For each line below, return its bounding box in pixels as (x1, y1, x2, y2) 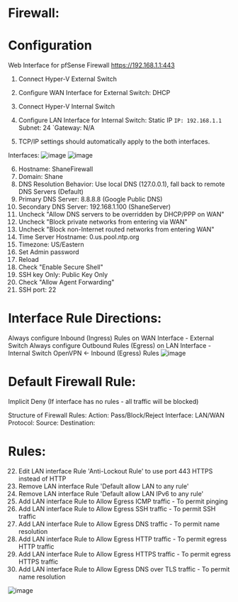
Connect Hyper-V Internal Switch (18, 102, 115, 111)
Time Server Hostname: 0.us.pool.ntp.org (18, 233, 140, 241)
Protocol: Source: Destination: (8, 419, 96, 427)
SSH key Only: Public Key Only (18, 270, 108, 279)
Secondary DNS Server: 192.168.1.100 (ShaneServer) (18, 202, 171, 211)
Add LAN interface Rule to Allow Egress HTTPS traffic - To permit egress (18, 549, 231, 558)
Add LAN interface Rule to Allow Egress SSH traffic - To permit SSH (18, 504, 216, 513)
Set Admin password (18, 248, 80, 256)
